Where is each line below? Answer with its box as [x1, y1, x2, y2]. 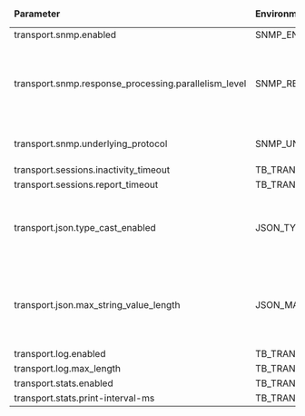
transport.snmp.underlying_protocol [14, 137, 168, 150]
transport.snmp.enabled [14, 28, 116, 41]
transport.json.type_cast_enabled [14, 222, 156, 233]
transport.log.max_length [14, 362, 121, 374]
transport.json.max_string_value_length [14, 299, 181, 311]
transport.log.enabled [14, 348, 106, 360]
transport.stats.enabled [14, 377, 113, 390]
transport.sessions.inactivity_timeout [14, 163, 171, 176]
